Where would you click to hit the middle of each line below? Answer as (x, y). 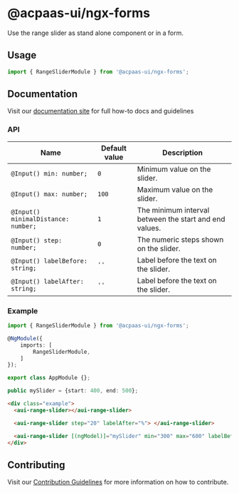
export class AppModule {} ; (49, 378)
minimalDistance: (40, 219)
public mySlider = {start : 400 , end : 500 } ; (73, 391)
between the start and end (181, 219)
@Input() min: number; (49, 173)
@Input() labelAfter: (47, 281)
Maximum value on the (175, 189)
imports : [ (36, 345)
